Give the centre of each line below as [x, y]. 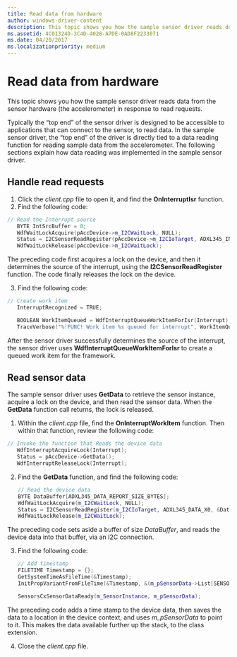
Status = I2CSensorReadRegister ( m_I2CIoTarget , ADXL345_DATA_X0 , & [119, 509]
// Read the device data [54, 490]
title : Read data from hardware [55, 14]
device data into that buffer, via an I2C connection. [81, 537]
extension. [23, 632]
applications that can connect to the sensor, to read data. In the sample [111, 130]
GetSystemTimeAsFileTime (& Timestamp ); [74, 577]
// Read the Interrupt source [52, 220]
